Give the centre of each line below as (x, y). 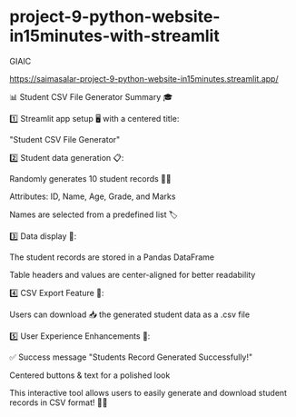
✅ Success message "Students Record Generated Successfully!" (131, 357)
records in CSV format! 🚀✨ (59, 402)
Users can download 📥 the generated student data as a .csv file (130, 314)
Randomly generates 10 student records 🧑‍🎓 (90, 178)
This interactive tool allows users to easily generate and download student (148, 392)
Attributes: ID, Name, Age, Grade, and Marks (93, 196)
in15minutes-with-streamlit (114, 36)
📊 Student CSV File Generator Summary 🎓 (91, 96)
